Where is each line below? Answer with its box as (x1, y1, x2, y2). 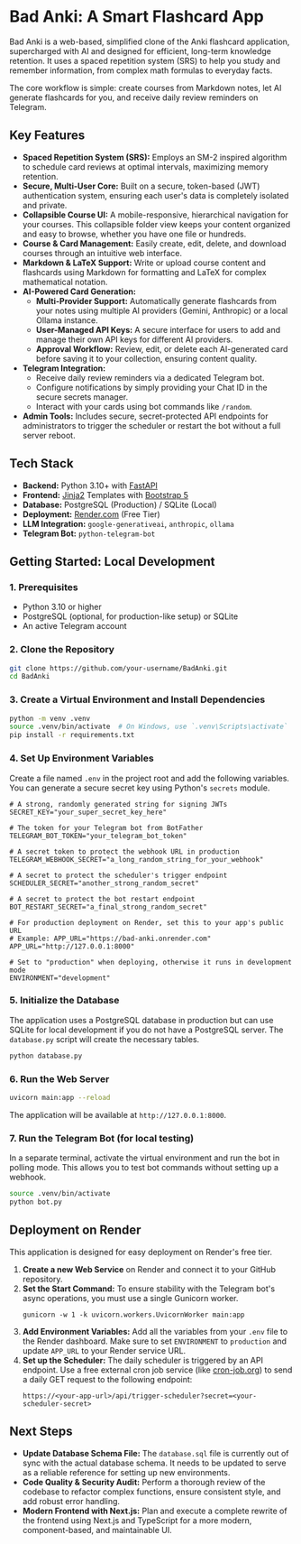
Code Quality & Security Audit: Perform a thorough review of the (22, 1476, 266, 1487)
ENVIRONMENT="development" (9, 973, 111, 983)
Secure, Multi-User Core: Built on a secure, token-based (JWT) (22, 180, 260, 191)
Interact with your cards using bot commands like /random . (35, 401, 252, 411)
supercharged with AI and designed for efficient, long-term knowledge (9, 45, 272, 56)
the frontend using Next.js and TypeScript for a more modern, (22, 1514, 252, 1526)
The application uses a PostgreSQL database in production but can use (9, 1014, 274, 1025)
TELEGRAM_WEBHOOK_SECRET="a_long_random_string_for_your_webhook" (9, 855, 264, 864)
